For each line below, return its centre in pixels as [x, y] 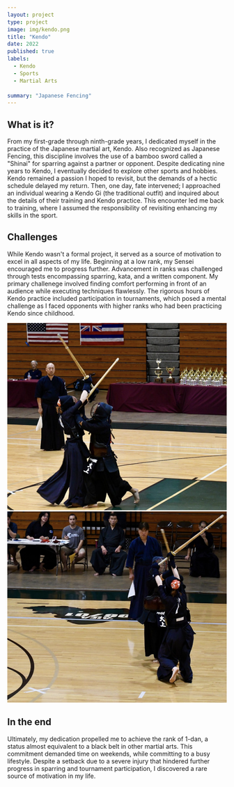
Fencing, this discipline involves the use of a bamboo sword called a [105, 156]
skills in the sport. [32, 215]
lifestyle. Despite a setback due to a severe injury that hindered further [109, 761]
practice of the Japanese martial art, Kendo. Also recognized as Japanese [114, 149]
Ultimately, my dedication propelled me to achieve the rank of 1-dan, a [108, 739]
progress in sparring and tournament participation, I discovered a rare [107, 768]
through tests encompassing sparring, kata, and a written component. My [113, 276]
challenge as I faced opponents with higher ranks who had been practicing [115, 306]
